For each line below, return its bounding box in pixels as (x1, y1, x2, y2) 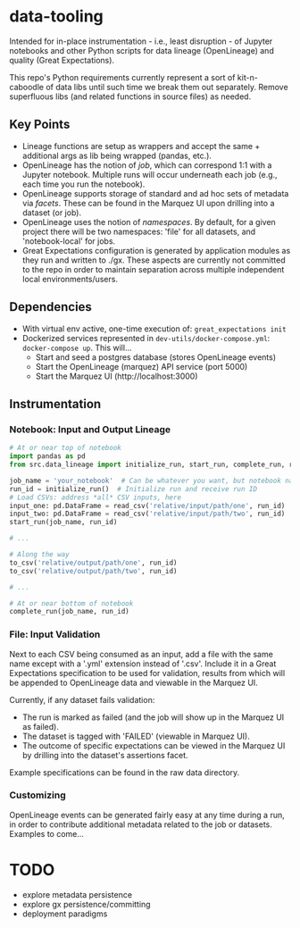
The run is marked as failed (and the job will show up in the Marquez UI (21, 712, 285, 723)
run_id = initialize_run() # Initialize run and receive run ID (9, 484, 257, 493)
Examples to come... (9, 828, 85, 839)
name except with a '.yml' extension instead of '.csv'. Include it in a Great (9, 658, 277, 669)
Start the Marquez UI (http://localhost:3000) (35, 371, 198, 381)
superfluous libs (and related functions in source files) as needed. (9, 91, 252, 102)
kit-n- (237, 71, 259, 82)
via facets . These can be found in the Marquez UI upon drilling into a (21, 197, 275, 208)
